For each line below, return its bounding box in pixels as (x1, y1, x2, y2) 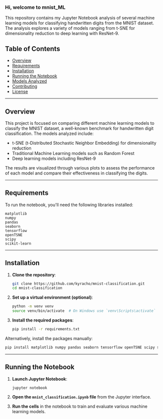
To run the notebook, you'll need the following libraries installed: (5, 202, 133, 208)
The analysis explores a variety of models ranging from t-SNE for (5, 25, 135, 31)
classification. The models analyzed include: (5, 131, 94, 136)
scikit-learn (5, 241, 32, 246)
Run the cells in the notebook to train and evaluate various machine (12, 403, 148, 409)
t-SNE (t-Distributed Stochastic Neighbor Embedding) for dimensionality (12, 140, 157, 146)
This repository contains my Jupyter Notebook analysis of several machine (5, 15, 155, 21)
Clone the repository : (12, 272, 56, 278)
